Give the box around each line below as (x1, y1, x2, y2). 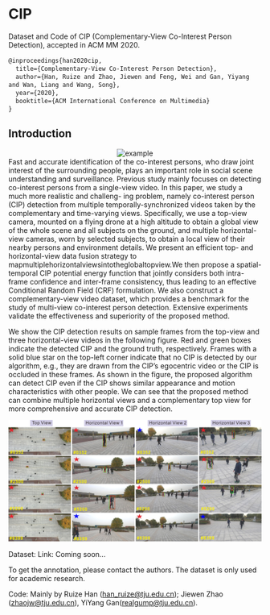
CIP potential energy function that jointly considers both (39, 268, 225, 278)
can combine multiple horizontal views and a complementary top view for (8, 395, 252, 405)
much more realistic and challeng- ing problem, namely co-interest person (8, 191, 255, 201)
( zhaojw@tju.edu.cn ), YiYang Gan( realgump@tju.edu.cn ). (8, 598, 198, 608)
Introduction (8, 127, 72, 141)
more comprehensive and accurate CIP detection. (8, 404, 173, 413)
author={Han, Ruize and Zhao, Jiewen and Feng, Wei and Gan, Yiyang (15, 73, 250, 81)
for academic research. (8, 574, 86, 584)
